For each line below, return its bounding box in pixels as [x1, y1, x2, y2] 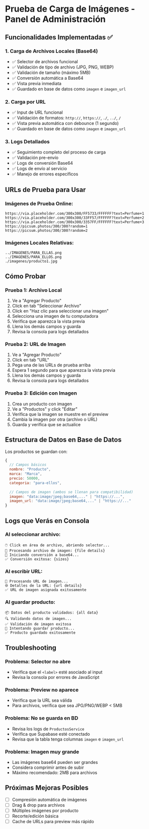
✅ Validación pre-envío [12, 155, 59, 161]
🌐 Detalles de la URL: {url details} [5, 583, 82, 588]
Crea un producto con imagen [12, 401, 72, 407]
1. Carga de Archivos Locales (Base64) [5, 48, 98, 54]
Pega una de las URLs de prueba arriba [12, 362, 91, 368]
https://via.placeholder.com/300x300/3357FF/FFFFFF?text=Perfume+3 [5, 220, 145, 225]
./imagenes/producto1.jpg [5, 259, 57, 264]
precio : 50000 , [9, 476, 40, 481]
